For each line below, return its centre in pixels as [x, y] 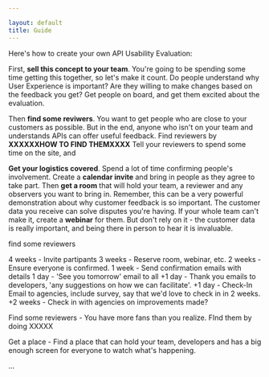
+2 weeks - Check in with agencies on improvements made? [108, 301]
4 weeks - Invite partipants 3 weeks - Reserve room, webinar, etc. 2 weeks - [135, 259]
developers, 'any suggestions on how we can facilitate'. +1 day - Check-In [130, 285]
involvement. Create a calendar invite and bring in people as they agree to [132, 177]
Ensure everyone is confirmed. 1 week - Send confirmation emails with [125, 268]
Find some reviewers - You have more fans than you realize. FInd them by [130, 318]
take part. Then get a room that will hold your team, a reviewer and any [126, 185]
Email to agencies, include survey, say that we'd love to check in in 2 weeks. [134, 293]
